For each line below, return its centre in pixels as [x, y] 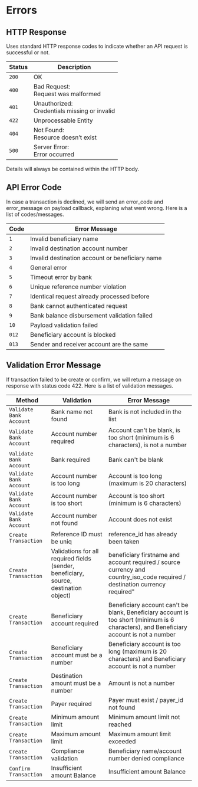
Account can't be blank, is [144, 430]
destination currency [137, 584]
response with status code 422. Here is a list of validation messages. [90, 386]
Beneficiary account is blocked [73, 335]
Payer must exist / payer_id [146, 700]
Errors [22, 10]
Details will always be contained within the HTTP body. [73, 169]
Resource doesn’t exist [65, 137]
